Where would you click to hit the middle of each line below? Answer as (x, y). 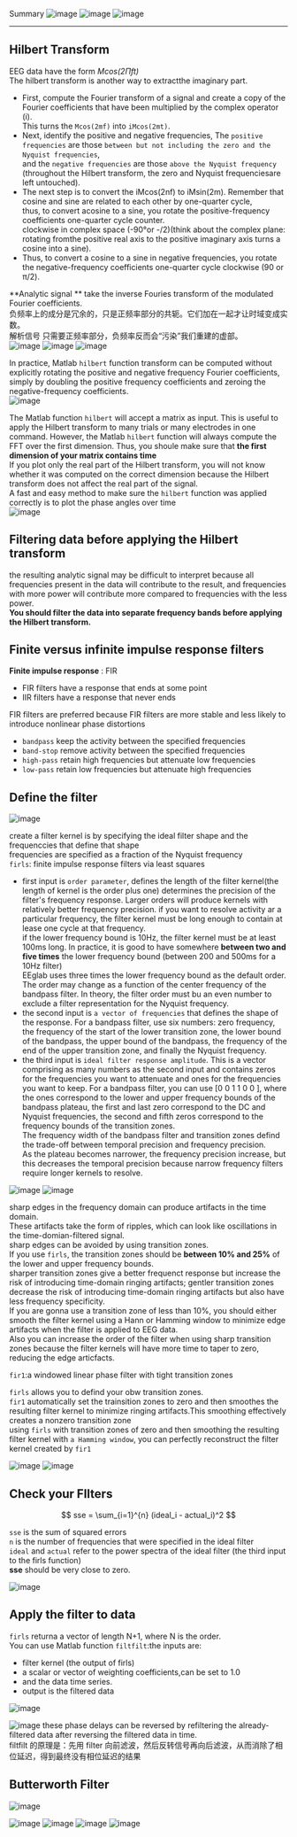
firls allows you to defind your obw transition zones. (107, 1392)
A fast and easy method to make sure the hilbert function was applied (138, 492)
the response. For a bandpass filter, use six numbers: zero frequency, (148, 1022)
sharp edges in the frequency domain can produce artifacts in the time (138, 1207)
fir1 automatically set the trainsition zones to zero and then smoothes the (144, 1402)
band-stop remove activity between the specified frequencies (133, 751)
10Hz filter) (42, 966)
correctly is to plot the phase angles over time (93, 502)
